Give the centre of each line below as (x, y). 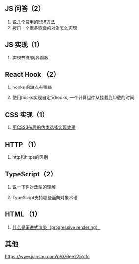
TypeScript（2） (31, 174)
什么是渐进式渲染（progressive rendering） (56, 227)
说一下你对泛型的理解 (34, 187)
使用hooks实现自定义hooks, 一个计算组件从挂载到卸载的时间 (73, 98)
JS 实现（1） (24, 45)
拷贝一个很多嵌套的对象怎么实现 (44, 28)
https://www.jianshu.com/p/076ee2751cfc (47, 256)
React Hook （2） (32, 74)
